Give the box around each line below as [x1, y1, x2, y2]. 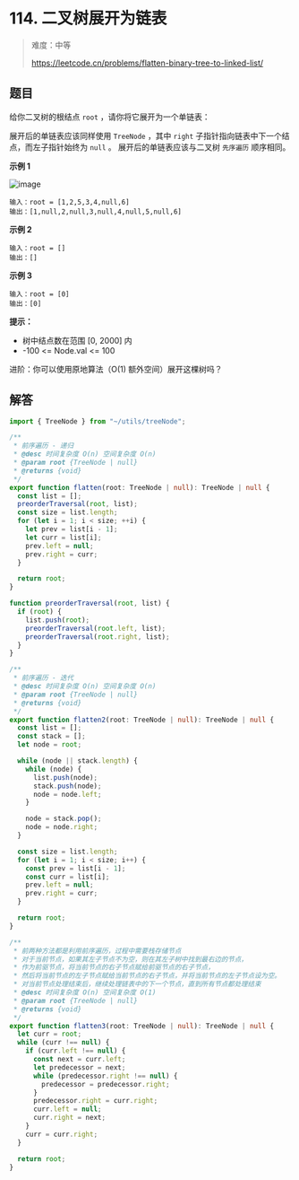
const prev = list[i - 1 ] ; [25, 863, 126, 873]
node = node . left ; [32, 790, 102, 799]
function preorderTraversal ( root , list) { [9, 599, 170, 608]
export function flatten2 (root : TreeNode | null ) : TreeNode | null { [9, 715, 275, 724]
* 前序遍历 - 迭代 [13, 674, 74, 683]
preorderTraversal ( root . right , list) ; [25, 632, 170, 642]
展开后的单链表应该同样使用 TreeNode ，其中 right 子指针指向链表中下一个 [9, 130, 282, 141]
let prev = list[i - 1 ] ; [25, 525, 118, 534]
